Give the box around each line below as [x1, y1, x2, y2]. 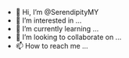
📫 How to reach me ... [15, 42, 88, 50]
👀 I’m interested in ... [15, 16, 82, 25]
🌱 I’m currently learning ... [15, 24, 99, 33]
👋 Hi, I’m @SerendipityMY [15, 8, 99, 16]
